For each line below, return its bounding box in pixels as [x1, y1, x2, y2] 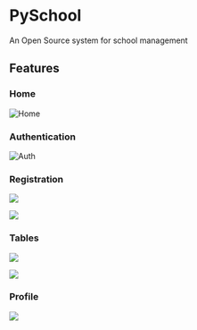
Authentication [9, 131, 76, 143]
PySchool [9, 5, 82, 26]
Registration [9, 173, 64, 185]
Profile [9, 291, 39, 303]
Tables [9, 232, 39, 244]
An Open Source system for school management [9, 35, 189, 46]
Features [9, 61, 60, 76]
